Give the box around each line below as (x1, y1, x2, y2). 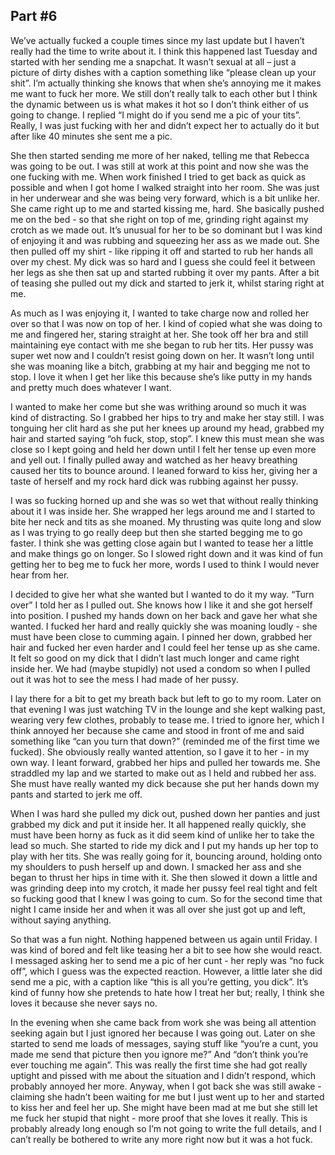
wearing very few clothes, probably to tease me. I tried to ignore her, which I (10, 714, 325, 726)
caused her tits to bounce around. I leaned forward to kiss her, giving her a (10, 464, 318, 476)
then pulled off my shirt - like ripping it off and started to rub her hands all (10, 245, 314, 257)
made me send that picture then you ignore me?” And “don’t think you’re (10, 1048, 309, 1060)
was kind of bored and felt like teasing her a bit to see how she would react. (10, 944, 323, 956)
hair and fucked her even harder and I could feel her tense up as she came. (10, 641, 321, 653)
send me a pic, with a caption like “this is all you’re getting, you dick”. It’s (10, 975, 309, 988)
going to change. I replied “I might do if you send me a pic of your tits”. (10, 109, 302, 121)
